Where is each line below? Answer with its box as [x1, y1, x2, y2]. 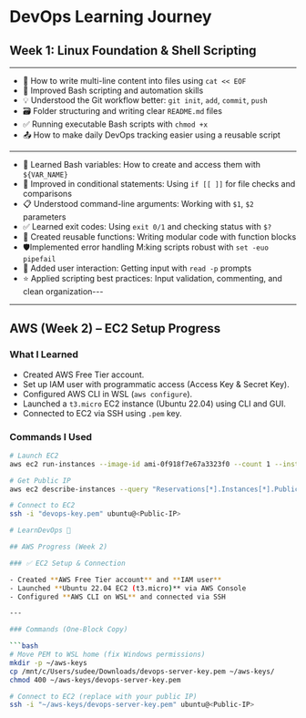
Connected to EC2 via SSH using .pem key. [22, 407, 182, 418]
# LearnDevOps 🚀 [9, 526, 71, 535]
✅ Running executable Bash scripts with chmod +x [22, 118, 208, 129]
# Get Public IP [9, 476, 71, 485]
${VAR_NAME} [22, 170, 68, 179]
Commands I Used [9, 430, 93, 443]
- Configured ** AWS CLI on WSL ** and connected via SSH [9, 592, 226, 601]
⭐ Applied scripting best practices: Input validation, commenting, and [22, 273, 282, 283]
